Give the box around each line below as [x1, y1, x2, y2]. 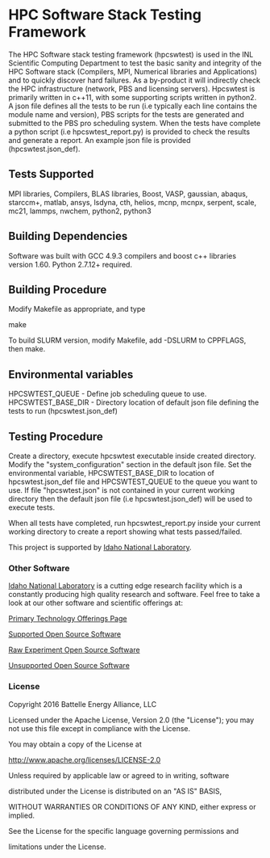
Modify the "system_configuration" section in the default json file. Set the [8, 460, 252, 469]
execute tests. [8, 503, 56, 512]
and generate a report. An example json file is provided [8, 135, 191, 145]
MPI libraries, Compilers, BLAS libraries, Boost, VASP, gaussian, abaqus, [8, 188, 248, 199]
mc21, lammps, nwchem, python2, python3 [8, 206, 152, 216]
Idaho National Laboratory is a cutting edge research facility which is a [8, 581, 243, 591]
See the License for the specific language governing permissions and [8, 826, 239, 835]
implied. [8, 810, 35, 820]
